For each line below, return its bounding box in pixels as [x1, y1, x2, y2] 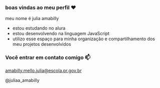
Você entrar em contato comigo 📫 [5, 54, 91, 61]
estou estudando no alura [12, 25, 66, 31]
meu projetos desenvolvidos [12, 41, 71, 47]
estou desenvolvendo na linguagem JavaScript [12, 31, 110, 37]
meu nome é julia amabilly [5, 16, 59, 22]
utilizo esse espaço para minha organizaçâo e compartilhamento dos [12, 36, 155, 42]
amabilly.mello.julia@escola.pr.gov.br [5, 67, 82, 73]
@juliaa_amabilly [5, 77, 40, 83]
